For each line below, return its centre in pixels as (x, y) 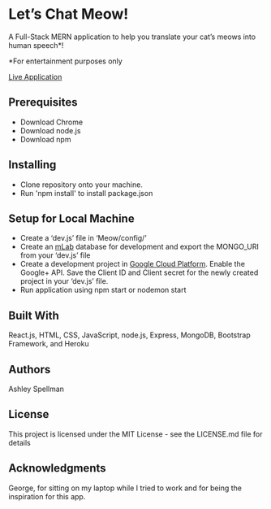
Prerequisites (43, 102)
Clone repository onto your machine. (82, 185)
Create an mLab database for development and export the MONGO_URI (140, 247)
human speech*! (36, 45)
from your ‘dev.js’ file (55, 255)
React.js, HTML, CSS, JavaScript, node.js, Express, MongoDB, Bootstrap (130, 335)
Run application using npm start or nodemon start (103, 290)
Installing (32, 165)
